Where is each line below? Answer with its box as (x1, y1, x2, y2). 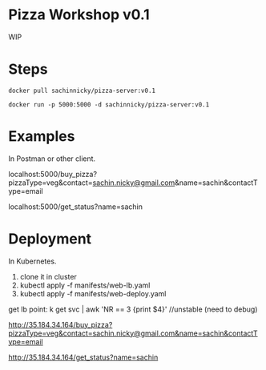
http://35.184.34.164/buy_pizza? (8, 320, 113, 329)
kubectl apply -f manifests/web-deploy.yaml (19, 288, 167, 298)
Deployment (8, 230, 92, 247)
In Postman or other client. (8, 154, 96, 163)
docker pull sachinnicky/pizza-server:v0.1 (8, 86, 156, 95)
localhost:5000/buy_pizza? (8, 169, 98, 179)
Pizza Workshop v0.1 (8, 6, 150, 24)
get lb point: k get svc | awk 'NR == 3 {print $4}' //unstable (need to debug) (8, 304, 258, 314)
